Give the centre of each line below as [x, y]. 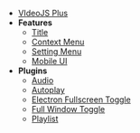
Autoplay [48, 90]
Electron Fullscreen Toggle [81, 100]
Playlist [45, 119]
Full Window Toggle [68, 109]
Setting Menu [56, 52]
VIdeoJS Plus [43, 13]
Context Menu [58, 42]
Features [35, 23]
